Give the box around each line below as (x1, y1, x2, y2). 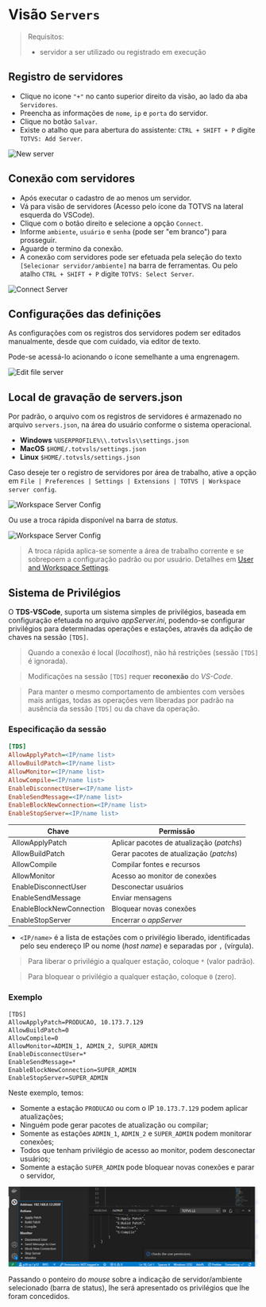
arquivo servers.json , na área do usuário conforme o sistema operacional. (8, 420, 253, 430)
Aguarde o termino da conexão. (19, 244, 124, 253)
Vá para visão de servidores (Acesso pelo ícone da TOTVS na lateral (19, 201, 244, 211)
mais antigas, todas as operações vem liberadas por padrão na (27, 696, 234, 704)
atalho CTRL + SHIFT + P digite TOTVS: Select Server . (19, 268, 195, 279)
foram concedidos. (8, 1292, 70, 1301)
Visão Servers (8, 6, 101, 24)
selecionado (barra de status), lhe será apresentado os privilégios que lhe (8, 1283, 250, 1293)
